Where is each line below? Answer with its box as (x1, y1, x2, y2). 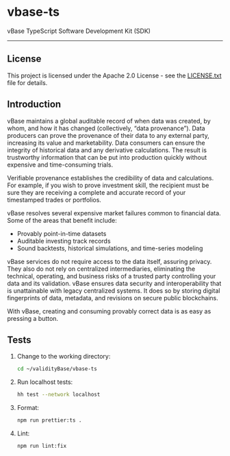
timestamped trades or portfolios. (7, 195, 101, 204)
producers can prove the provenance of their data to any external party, (7, 131, 210, 139)
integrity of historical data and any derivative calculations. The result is (7, 145, 207, 154)
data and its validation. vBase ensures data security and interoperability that (7, 279, 222, 287)
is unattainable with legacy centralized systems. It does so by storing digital (7, 286, 220, 295)
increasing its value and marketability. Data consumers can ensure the (7, 139, 205, 147)
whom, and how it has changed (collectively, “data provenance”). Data (7, 124, 205, 132)
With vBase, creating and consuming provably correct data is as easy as (7, 307, 212, 315)
